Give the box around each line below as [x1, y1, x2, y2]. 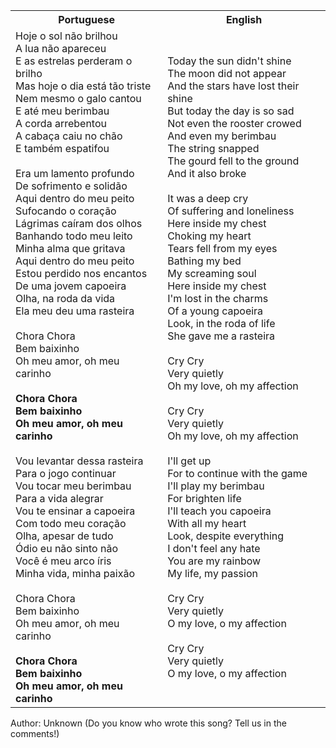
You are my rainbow [167, 554, 262, 568]
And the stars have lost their [167, 79, 300, 93]
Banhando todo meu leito [15, 229, 133, 243]
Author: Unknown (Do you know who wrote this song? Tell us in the [10, 717, 287, 729]
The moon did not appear [167, 67, 287, 80]
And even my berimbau [167, 129, 277, 143]
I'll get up [167, 454, 212, 468]
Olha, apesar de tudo [15, 529, 114, 543]
